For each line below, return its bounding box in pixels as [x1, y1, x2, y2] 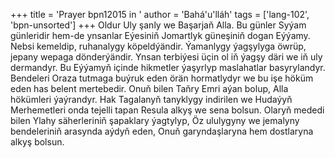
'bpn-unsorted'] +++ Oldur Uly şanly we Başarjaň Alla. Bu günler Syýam [10, 19, 307, 31]
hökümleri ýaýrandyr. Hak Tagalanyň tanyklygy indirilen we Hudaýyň [10, 94, 293, 105]
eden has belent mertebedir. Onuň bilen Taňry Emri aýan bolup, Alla [10, 83, 289, 94]
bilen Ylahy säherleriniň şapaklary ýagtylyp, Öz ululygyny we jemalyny [10, 115, 300, 126]
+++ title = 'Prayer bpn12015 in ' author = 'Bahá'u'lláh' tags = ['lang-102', [10, 9, 310, 20]
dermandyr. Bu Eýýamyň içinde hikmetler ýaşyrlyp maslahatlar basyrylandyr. [10, 62, 326, 73]
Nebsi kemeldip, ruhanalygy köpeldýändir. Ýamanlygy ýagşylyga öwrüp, [10, 40, 307, 52]
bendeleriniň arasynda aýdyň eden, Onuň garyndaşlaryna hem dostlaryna [10, 125, 314, 137]
